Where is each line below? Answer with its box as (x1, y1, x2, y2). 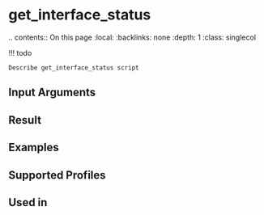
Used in (8, 196, 48, 209)
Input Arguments (8, 86, 96, 99)
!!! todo (8, 48, 32, 57)
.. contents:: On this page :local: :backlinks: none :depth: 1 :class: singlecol (8, 32, 257, 42)
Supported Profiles (8, 168, 107, 182)
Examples (8, 141, 59, 154)
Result (8, 113, 42, 127)
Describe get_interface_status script (8, 63, 139, 72)
